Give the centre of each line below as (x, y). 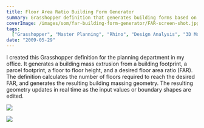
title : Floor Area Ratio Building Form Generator (70, 12)
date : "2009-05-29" (31, 40)
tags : (13, 29)
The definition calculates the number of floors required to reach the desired (101, 77)
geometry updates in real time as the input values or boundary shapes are (99, 89)
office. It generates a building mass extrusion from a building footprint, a (97, 64)
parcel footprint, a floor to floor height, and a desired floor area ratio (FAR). (100, 70)
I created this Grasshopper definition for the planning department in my (95, 57)
